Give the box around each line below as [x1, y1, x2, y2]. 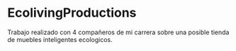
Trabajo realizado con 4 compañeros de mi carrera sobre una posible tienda [7, 28, 230, 36]
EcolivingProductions [7, 5, 137, 21]
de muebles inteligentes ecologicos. [7, 35, 113, 43]
